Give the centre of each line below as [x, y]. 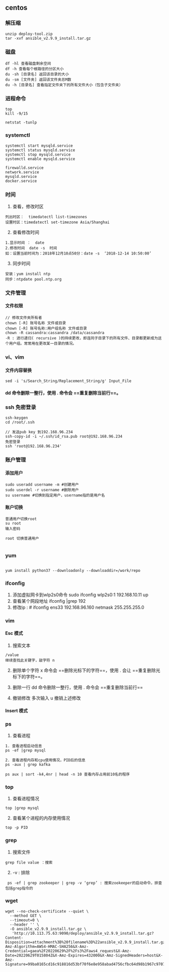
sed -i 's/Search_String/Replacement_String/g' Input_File [68, 381]
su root [13, 524]
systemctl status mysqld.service [40, 150]
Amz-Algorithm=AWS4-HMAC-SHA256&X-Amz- [47, 946]
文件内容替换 [18, 370]
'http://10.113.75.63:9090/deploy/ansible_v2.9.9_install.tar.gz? [83, 933]
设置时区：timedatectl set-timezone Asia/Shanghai [57, 222]
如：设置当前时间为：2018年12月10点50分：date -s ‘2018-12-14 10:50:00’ [78, 253]
